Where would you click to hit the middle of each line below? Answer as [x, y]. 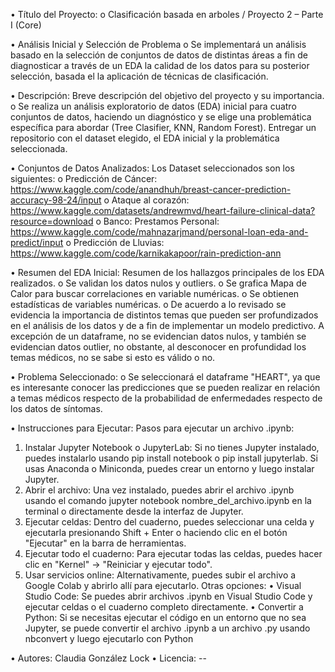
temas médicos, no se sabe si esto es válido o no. [113, 357]
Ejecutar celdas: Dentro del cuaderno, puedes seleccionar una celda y [169, 522]
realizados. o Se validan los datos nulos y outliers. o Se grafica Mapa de [158, 283]
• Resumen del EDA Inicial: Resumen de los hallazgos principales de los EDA [167, 272]
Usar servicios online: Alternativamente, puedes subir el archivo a [160, 575]
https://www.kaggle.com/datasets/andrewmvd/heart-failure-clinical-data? [163, 210]
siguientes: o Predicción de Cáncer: [84, 178]
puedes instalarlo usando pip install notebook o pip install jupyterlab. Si [171, 458]
